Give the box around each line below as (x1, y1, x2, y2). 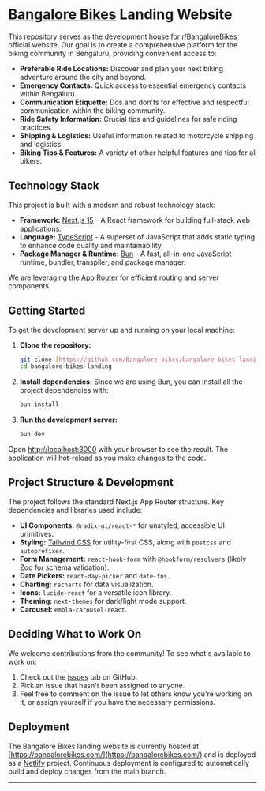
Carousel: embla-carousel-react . (19, 605, 128, 614)
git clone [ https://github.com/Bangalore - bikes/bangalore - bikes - (19, 356, 239, 363)
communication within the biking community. (19, 105, 166, 115)
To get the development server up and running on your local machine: (8, 325, 235, 334)
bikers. (19, 156, 42, 165)
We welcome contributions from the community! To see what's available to (8, 648, 251, 657)
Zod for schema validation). (19, 563, 110, 572)
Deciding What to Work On (8, 627, 142, 641)
